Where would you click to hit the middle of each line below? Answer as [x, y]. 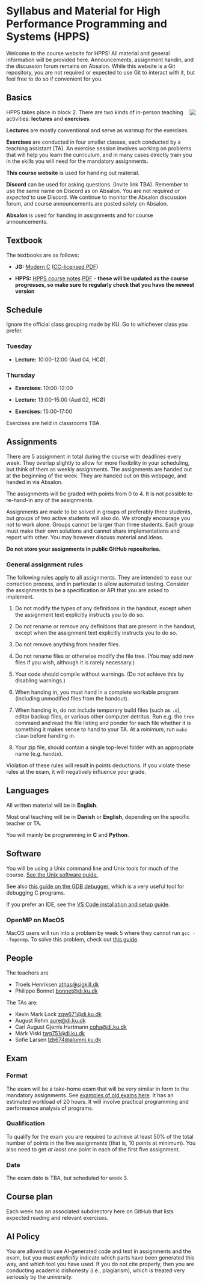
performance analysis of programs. [50, 1108]
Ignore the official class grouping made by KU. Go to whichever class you [97, 324]
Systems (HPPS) [48, 37]
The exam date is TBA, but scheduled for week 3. [67, 1178]
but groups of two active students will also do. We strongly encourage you [98, 518]
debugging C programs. [36, 893]
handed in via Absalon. [35, 482]
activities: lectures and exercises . [49, 118]
